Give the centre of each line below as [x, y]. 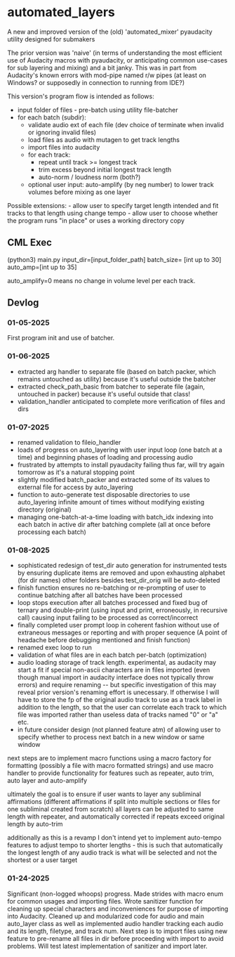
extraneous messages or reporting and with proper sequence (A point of [122, 632]
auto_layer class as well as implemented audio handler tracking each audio [115, 923]
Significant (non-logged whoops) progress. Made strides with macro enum [115, 894]
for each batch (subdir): [52, 117]
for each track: [49, 155]
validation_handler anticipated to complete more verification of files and [121, 401]
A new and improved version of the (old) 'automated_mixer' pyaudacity [110, 32]
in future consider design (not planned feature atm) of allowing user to [119, 730]
